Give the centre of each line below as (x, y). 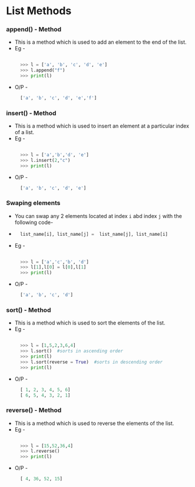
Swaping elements (33, 203)
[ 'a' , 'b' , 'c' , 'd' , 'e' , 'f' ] (59, 98)
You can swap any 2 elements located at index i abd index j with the (98, 216)
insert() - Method (31, 113)
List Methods (39, 11)
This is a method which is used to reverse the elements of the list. (94, 423)
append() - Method (34, 30)
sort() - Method (29, 310)
